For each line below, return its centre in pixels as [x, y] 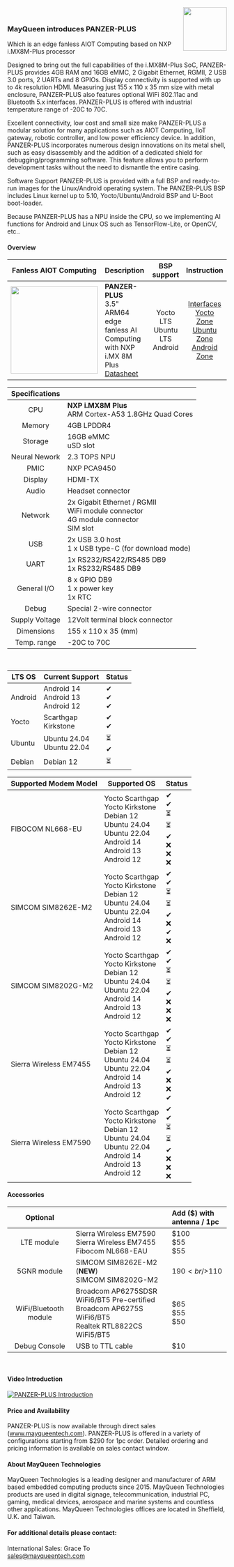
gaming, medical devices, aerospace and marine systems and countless [111, 1502]
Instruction [204, 270]
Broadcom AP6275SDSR [117, 1291]
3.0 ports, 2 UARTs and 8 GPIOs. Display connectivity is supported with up [114, 80]
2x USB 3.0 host [94, 540]
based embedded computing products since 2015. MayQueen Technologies [116, 1487]
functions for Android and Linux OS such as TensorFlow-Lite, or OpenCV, [112, 224]
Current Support [71, 677]
